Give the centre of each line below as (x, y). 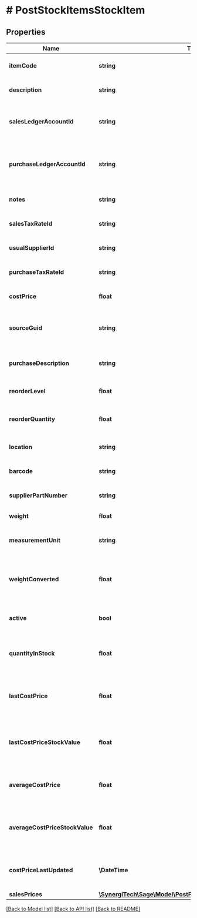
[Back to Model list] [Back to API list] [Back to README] (73, 909)
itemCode (23, 66)
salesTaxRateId (31, 224)
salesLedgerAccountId (41, 121)
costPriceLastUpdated (41, 870)
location (21, 447)
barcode (21, 471)
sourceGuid (26, 328)
